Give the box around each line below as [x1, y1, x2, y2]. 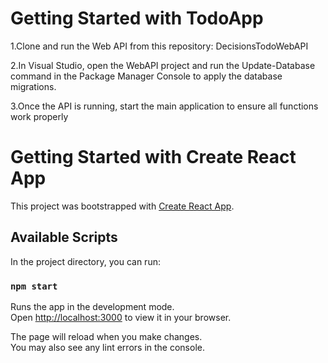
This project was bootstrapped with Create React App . [10, 200, 235, 212]
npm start [10, 280, 58, 292]
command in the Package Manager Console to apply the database [10, 70, 283, 82]
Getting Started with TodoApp [10, 7, 264, 30]
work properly [10, 110, 69, 122]
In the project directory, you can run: [10, 255, 161, 267]
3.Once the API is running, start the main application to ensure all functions [10, 100, 319, 112]
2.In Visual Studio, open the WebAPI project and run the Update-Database [10, 59, 316, 71]
